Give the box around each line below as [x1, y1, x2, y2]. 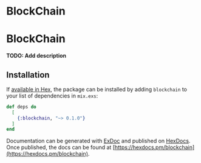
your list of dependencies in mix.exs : [6, 92, 98, 99]
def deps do [6, 104, 36, 110]
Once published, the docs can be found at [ [6, 144, 115, 151]
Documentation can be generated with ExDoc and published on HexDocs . [6, 138, 191, 145]
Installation [6, 70, 50, 80]
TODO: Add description [6, 52, 67, 59]
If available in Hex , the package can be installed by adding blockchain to [6, 85, 187, 93]
